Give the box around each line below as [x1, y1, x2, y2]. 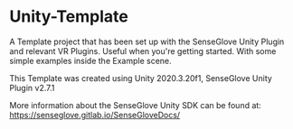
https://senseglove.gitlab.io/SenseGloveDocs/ [9, 109, 181, 120]
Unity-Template [9, 6, 128, 27]
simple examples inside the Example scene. [9, 55, 172, 66]
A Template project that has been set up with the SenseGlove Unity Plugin [9, 36, 285, 47]
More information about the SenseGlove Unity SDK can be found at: [9, 99, 262, 110]
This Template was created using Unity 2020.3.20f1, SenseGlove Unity [9, 72, 273, 83]
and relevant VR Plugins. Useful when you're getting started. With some [9, 45, 277, 56]
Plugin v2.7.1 [9, 82, 55, 93]
